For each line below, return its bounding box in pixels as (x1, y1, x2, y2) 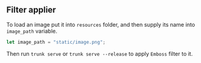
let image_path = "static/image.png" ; (6, 39, 106, 45)
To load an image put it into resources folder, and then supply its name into (6, 21, 195, 28)
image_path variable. (6, 27, 58, 35)
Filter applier (6, 5, 57, 15)
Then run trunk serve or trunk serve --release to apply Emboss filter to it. (6, 50, 193, 57)
